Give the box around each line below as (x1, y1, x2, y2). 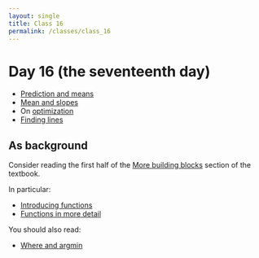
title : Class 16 (8, 20, 64, 28)
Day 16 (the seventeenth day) (8, 62, 211, 81)
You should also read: (8, 225, 81, 234)
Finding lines (20, 115, 64, 125)
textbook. (8, 168, 41, 179)
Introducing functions (20, 200, 93, 210)
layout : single (8, 11, 60, 20)
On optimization (20, 107, 74, 116)
